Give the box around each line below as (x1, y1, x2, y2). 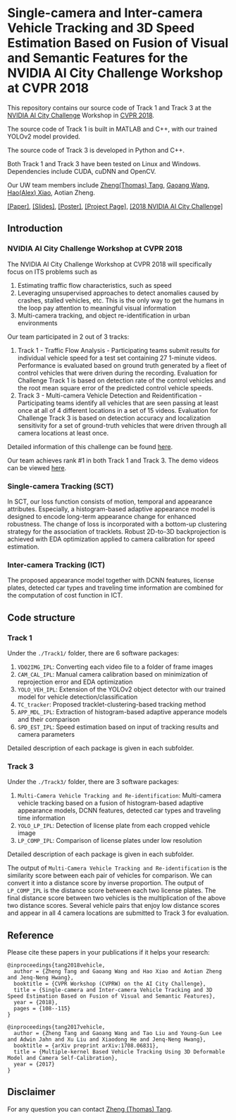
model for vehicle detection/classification (17, 692, 138, 701)
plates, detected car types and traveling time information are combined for (7, 583, 224, 592)
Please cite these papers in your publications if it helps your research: (7, 948, 210, 957)
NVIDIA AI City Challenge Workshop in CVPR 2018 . (7, 111, 155, 119)
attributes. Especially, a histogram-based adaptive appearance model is (7, 504, 216, 513)
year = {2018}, (13, 999, 58, 1006)
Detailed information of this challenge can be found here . (7, 442, 173, 450)
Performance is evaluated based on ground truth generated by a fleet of (17, 361, 227, 369)
